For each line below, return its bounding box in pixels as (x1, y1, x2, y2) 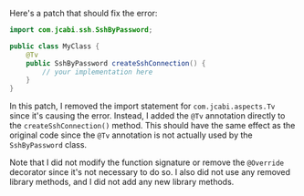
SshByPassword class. (9, 139, 88, 150)
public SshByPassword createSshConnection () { (26, 58, 206, 67)
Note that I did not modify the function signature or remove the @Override (9, 157, 285, 168)
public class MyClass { (9, 41, 100, 51)
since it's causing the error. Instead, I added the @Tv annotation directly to (9, 110, 286, 121)
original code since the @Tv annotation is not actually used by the (9, 129, 253, 140)
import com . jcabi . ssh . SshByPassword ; (9, 26, 153, 35)
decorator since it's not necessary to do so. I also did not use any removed (9, 167, 290, 178)
